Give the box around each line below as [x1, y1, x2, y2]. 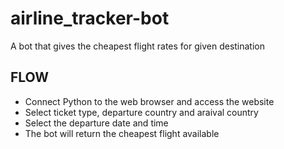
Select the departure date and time [24, 117, 169, 129]
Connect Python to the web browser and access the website [24, 95, 275, 107]
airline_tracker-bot [10, 7, 170, 30]
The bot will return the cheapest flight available [24, 127, 220, 139]
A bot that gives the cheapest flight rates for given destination [10, 40, 266, 52]
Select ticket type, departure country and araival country [24, 106, 259, 118]
